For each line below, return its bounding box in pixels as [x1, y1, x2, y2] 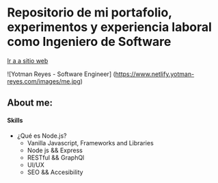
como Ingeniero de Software [7, 34, 172, 49]
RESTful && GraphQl [27, 153, 85, 162]
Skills [7, 116, 23, 124]
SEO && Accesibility [27, 168, 83, 176]
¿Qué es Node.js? [16, 132, 67, 140]
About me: [7, 97, 53, 109]
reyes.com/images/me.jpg [7, 77, 81, 85]
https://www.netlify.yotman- [115, 70, 195, 78]
